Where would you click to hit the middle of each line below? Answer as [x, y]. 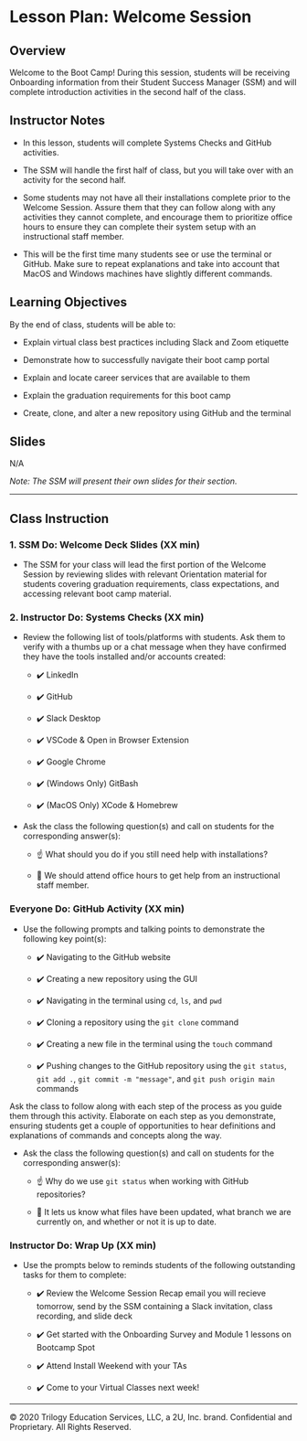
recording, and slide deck [84, 1316]
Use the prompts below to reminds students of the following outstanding [159, 1265]
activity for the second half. [74, 179]
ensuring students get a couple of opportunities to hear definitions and [143, 1126]
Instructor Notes [57, 121]
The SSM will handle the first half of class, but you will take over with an [158, 170]
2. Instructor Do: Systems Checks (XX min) [107, 617]
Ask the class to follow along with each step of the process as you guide [146, 1106]
